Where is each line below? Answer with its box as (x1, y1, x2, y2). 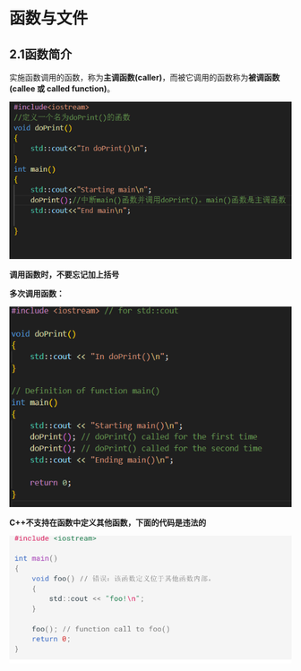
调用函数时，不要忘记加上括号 (9, 270, 119, 280)
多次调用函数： (9, 288, 64, 299)
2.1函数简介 (9, 47, 73, 62)
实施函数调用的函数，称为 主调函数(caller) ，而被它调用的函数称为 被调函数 (9, 73, 280, 82)
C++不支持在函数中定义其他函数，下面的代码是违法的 (9, 517, 207, 528)
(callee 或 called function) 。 (9, 83, 115, 94)
